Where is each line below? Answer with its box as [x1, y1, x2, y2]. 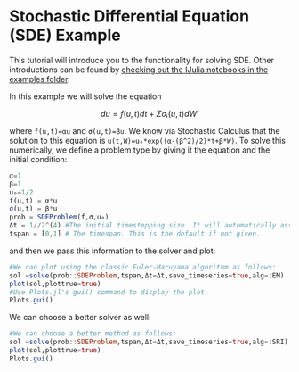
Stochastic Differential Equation [9, 6, 250, 27]
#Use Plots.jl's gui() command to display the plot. [9, 287, 209, 296]
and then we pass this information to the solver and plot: [9, 245, 216, 256]
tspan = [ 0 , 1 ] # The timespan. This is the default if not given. [9, 229, 261, 238]
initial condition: [9, 153, 68, 164]
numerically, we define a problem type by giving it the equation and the [9, 145, 271, 155]
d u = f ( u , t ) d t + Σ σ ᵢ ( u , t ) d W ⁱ [101, 108, 198, 119]
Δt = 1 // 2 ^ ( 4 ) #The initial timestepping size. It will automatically [9, 221, 277, 230]
